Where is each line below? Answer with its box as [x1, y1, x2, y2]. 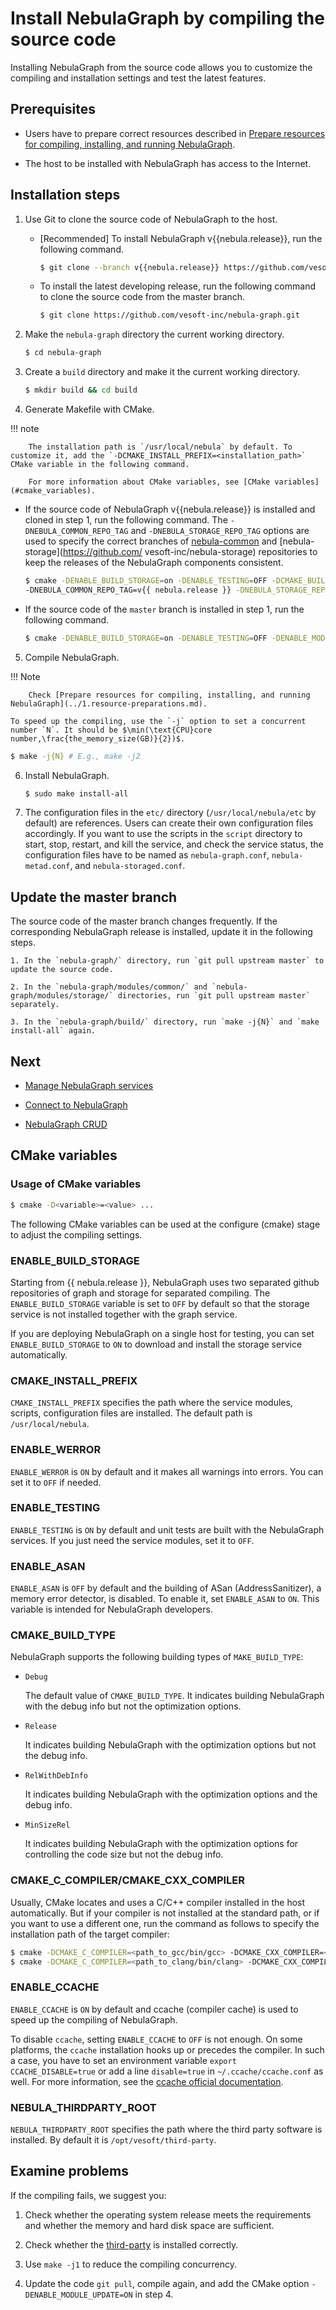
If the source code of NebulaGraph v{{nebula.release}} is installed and [24, 503, 316, 516]
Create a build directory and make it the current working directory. [24, 366, 301, 378]
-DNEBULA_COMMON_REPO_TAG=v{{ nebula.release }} [24, 585, 232, 595]
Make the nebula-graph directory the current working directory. [24, 328, 285, 341]
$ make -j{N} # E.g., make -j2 [10, 751, 141, 761]
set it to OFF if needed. [10, 1476, 102, 1488]
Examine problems [10, 2163, 130, 2180]
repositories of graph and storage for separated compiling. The [10, 1287, 271, 1299]
